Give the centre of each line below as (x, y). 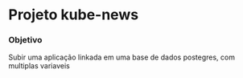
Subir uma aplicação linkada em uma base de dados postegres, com (122, 57)
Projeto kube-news (74, 15)
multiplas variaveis (39, 66)
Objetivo (25, 40)
